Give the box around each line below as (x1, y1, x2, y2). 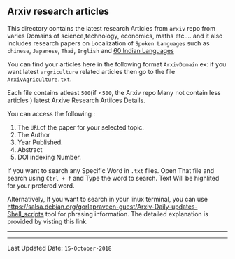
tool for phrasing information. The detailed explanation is (45, 209, 208, 218)
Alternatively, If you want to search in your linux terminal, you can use (7, 195, 208, 203)
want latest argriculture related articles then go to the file (7, 67, 176, 76)
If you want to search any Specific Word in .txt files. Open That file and (7, 166, 215, 174)
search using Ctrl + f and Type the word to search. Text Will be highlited (7, 174, 220, 182)
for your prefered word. (7, 181, 75, 190)
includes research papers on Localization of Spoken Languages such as (7, 38, 210, 48)
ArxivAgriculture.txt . (7, 75, 72, 83)
